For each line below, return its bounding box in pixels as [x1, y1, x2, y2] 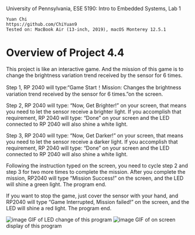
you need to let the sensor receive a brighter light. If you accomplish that [6, 108, 182, 115]
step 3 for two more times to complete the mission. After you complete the [6, 168, 186, 175]
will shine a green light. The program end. [6, 180, 107, 187]
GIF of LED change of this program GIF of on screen [28, 216, 176, 223]
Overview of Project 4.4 [6, 46, 125, 59]
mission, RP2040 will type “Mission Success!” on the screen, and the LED [6, 174, 184, 182]
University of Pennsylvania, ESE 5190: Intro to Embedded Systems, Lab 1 [6, 5, 182, 12]
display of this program [6, 222, 62, 229]
